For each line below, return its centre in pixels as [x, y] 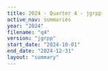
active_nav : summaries [39, 20]
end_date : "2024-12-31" [41, 51]
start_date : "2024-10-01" [43, 45]
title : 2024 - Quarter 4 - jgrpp [54, 13]
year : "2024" [25, 26]
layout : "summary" [33, 57]
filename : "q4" [29, 32]
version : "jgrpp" [32, 39]
